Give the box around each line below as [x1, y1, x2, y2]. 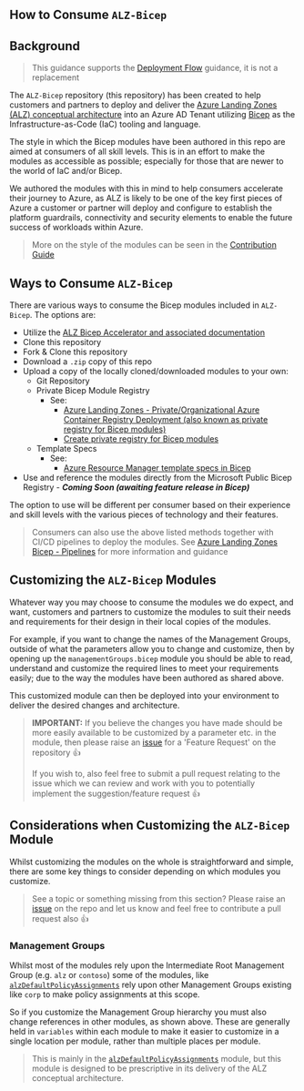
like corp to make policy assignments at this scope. [9, 988, 200, 1000]
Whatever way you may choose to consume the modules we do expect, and [9, 596, 294, 607]
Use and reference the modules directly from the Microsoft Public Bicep [22, 473, 293, 484]
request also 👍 [31, 913, 89, 923]
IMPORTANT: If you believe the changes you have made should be [31, 717, 283, 728]
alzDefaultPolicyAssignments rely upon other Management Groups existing [9, 979, 292, 990]
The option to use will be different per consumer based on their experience [9, 500, 291, 511]
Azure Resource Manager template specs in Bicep [63, 463, 252, 474]
